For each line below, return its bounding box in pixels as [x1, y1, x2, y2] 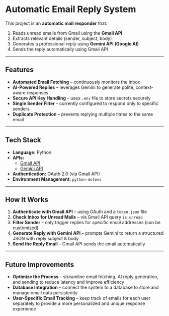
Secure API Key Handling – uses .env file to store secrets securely [12, 95, 151, 101]
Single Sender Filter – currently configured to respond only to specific [12, 100, 158, 107]
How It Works [5, 195, 49, 204]
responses [27, 89, 49, 95]
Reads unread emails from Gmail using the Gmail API [12, 30, 123, 36]
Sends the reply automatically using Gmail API [12, 46, 108, 52]
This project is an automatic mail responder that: [5, 20, 108, 26]
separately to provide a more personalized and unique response [12, 300, 145, 306]
